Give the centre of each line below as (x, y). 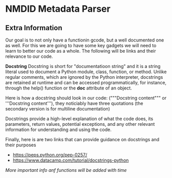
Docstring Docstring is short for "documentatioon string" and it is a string (83, 66)
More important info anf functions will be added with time (66, 170)
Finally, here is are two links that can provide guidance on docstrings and (82, 139)
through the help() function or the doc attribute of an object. (69, 88)
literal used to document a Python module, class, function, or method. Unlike (86, 72)
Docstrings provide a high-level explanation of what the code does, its (79, 119)
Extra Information (34, 28)
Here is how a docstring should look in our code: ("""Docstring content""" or (86, 98)
